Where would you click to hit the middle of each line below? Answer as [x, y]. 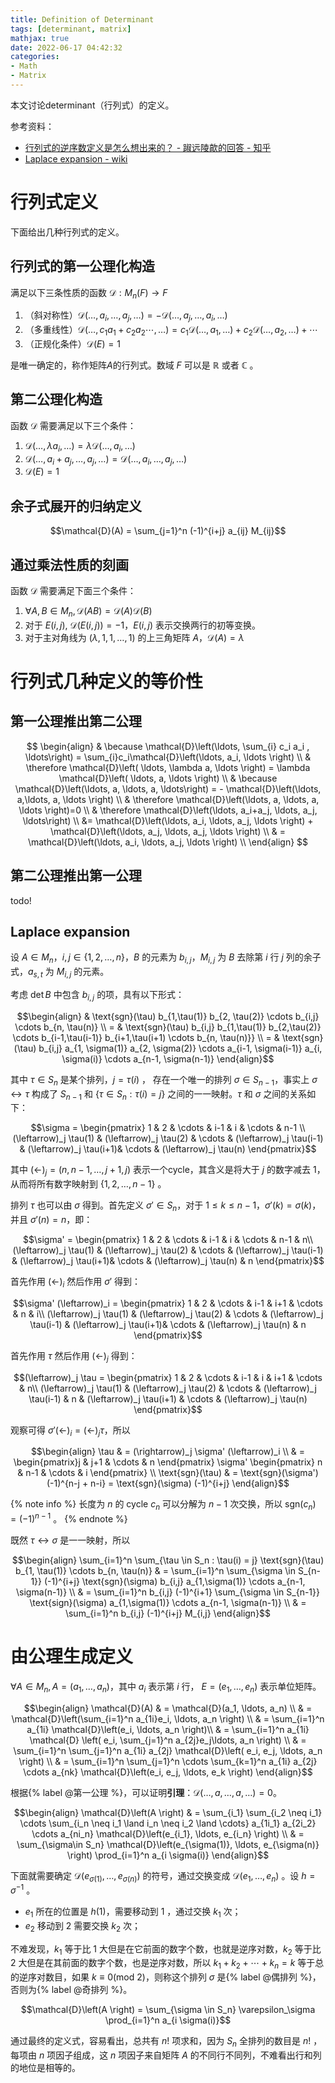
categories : [35, 57]
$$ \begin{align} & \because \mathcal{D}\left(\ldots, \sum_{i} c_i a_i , [168, 746]
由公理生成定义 [72, 1657]
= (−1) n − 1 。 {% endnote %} [69, 1518]
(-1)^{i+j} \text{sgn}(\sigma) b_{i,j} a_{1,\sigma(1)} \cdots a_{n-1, [174, 1581]
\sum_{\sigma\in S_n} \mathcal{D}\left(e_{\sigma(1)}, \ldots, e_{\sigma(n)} [168, 1844]
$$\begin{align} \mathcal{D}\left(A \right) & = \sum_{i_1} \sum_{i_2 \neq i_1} [168, 1812]
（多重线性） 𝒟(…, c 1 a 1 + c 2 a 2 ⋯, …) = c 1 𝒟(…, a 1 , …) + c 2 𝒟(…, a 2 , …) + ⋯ [171, 331]
